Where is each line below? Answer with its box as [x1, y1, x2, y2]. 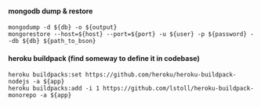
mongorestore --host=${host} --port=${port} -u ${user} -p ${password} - [8, 30, 255, 38]
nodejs [8, 78, 30, 86]
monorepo [8, 91, 37, 99]
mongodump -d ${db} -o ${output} [8, 23, 118, 31]
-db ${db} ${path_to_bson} [8, 37, 96, 45]
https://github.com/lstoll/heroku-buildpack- [103, 84, 255, 93]
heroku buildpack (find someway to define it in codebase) [8, 53, 200, 62]
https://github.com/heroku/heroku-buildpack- [85, 71, 237, 79]
